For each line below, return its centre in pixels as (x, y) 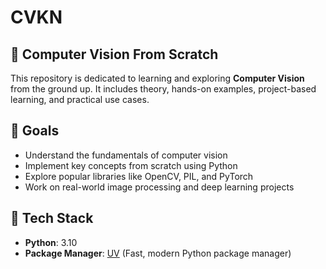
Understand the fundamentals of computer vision (126, 155)
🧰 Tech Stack (52, 218)
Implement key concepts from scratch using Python (131, 165)
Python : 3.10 (51, 242)
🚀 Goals (35, 131)
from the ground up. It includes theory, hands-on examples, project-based (163, 89)
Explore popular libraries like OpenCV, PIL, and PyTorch (139, 176)
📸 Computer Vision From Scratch (114, 54)
